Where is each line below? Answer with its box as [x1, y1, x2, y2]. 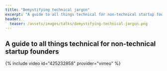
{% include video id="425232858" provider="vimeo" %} [5, 61, 121, 67]
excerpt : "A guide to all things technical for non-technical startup [5, 12, 155, 17]
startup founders [5, 47, 59, 56]
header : [5, 16, 21, 21]
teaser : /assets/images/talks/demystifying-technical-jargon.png [9, 21, 148, 26]
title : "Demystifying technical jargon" [5, 7, 90, 12]
